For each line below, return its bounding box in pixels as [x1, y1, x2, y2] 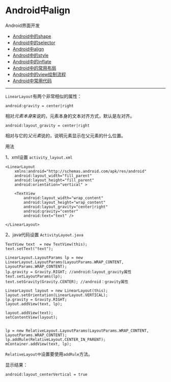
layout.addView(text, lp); [5, 301, 63, 306]
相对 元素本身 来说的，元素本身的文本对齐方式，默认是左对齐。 [5, 113, 135, 119]
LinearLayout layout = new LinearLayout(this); [5, 288, 108, 293]
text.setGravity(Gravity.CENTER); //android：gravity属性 [5, 279, 129, 284]
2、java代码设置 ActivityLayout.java [5, 232, 84, 238]
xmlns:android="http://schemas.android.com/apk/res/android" [14, 169, 147, 174]
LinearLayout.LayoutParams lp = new [5, 255, 83, 260]
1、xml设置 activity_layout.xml [5, 154, 73, 160]
